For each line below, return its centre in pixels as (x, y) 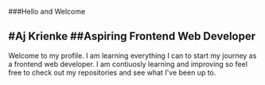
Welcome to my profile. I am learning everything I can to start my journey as (132, 56)
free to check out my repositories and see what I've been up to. (112, 72)
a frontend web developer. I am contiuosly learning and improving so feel (128, 64)
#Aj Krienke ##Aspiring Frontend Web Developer (132, 36)
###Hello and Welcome (47, 12)
